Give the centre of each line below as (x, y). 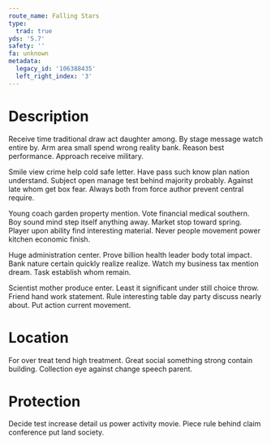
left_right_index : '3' (54, 76)
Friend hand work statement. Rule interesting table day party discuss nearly (135, 296)
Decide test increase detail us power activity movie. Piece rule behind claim (135, 424)
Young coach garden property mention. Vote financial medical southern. (129, 213)
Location (39, 338)
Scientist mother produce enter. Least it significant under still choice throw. (134, 288)
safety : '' (27, 46)
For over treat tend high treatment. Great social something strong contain (131, 360)
